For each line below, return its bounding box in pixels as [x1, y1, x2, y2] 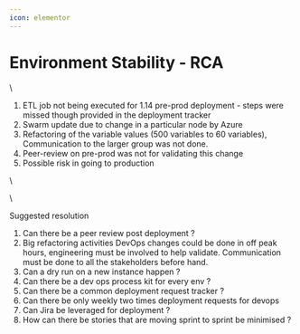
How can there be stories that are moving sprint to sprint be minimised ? [22, 314, 292, 325]
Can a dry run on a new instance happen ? [22, 266, 181, 277]
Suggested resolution [9, 210, 89, 221]
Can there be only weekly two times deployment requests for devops [22, 295, 280, 306]
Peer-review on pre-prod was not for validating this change [22, 148, 244, 158]
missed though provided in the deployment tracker [22, 110, 211, 120]
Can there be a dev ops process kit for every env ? [22, 275, 211, 286]
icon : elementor [9, 13, 70, 23]
